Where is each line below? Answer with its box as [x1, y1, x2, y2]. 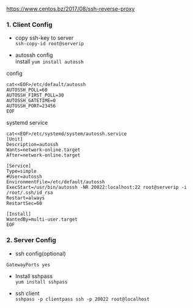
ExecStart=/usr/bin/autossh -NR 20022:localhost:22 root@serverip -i [6, 185, 188, 191]
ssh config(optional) [15, 250, 66, 257]
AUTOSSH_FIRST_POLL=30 [6, 92, 64, 98]
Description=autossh [6, 142, 59, 148]
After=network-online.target [6, 152, 81, 158]
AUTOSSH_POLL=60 [6, 87, 48, 94]
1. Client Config [6, 20, 53, 29]
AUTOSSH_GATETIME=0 [6, 98, 56, 104]
